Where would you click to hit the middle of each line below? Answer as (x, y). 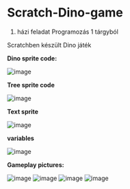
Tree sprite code (31, 85)
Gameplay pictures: (36, 165)
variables (21, 138)
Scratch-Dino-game (65, 13)
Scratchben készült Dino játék (49, 45)
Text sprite (23, 111)
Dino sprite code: (32, 58)
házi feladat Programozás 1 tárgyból (67, 32)
